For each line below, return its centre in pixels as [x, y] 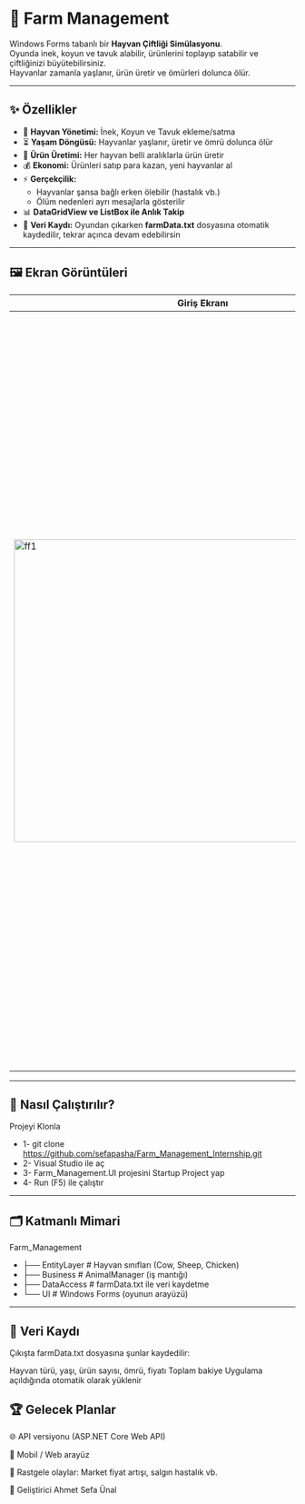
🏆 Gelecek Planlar [63, 1410]
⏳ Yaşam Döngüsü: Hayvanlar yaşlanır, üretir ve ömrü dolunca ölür [148, 142]
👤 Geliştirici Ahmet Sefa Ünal [63, 1489]
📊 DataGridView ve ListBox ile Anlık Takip [103, 212]
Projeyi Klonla [35, 1127]
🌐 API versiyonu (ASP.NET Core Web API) [88, 1436]
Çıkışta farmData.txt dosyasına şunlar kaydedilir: [100, 1353]
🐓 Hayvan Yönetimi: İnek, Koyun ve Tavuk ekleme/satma [129, 132]
